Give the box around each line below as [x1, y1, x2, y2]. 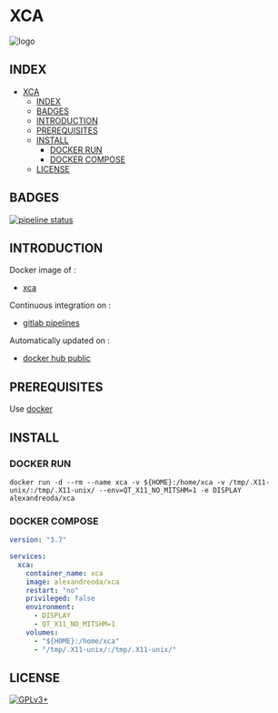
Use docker [9, 403, 53, 414]
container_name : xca [25, 568, 104, 578]
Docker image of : [9, 265, 76, 276]
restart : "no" [25, 586, 79, 595]
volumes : [25, 627, 59, 637]
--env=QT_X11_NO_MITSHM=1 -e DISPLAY [98, 485, 243, 494]
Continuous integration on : [9, 300, 112, 311]
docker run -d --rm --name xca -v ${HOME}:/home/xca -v [9, 477, 225, 487]
